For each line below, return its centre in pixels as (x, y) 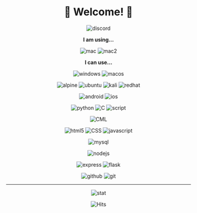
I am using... (98, 39)
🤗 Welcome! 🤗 (98, 12)
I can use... (98, 62)
